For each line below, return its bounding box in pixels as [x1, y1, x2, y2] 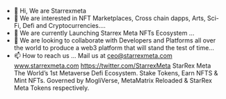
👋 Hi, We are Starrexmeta [13, 7, 87, 15]
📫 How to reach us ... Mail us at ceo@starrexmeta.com [13, 52, 172, 59]
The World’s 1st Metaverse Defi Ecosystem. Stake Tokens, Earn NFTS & [13, 69, 218, 77]
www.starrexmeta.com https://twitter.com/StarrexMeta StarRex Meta [13, 61, 211, 70]
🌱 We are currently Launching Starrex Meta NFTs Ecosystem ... [13, 29, 195, 37]
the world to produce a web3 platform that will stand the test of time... [13, 44, 214, 52]
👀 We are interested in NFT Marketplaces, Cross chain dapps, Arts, [13, 14, 206, 22]
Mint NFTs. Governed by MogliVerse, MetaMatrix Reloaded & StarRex [13, 77, 212, 84]
